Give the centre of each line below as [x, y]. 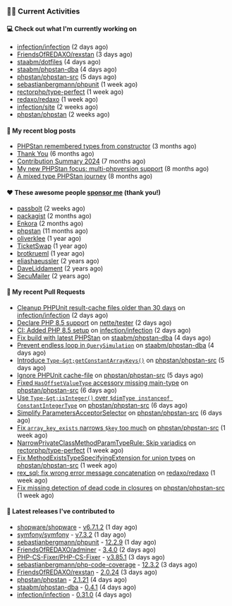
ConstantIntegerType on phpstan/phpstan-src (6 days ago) [102, 405]
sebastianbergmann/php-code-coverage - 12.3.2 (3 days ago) [107, 564]
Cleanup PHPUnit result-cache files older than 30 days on [101, 307]
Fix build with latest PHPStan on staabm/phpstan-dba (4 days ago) [114, 338]
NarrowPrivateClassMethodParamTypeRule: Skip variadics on [106, 442]
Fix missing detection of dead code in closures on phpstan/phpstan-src [121, 487]
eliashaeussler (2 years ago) [58, 261]
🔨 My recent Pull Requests [46, 292]
